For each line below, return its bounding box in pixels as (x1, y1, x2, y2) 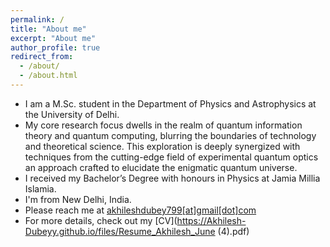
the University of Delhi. (24, 108, 120, 120)
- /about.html (19, 71, 78, 81)
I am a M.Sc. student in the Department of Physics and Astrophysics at (24, 97, 317, 110)
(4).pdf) (217, 225, 250, 237)
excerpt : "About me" (10, 33, 97, 43)
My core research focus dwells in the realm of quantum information (24, 119, 303, 131)
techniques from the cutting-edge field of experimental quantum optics (24, 151, 319, 163)
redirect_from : (10, 52, 74, 62)
